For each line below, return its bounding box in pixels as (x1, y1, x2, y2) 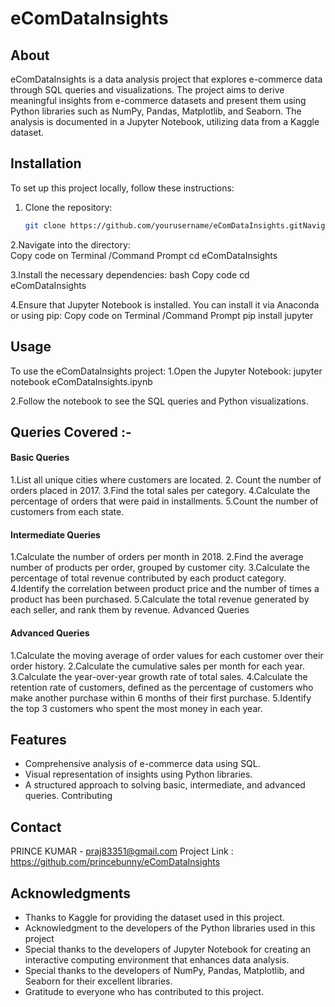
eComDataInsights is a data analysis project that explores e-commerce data (10, 73, 323, 85)
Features (10, 731, 67, 748)
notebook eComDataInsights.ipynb (10, 375, 153, 387)
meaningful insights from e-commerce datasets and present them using (10, 95, 307, 106)
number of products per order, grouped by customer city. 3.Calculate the (10, 562, 310, 574)
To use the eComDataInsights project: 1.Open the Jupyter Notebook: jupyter (10, 365, 323, 377)
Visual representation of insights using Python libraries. (24, 768, 253, 781)
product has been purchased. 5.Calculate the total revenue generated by (10, 593, 310, 606)
